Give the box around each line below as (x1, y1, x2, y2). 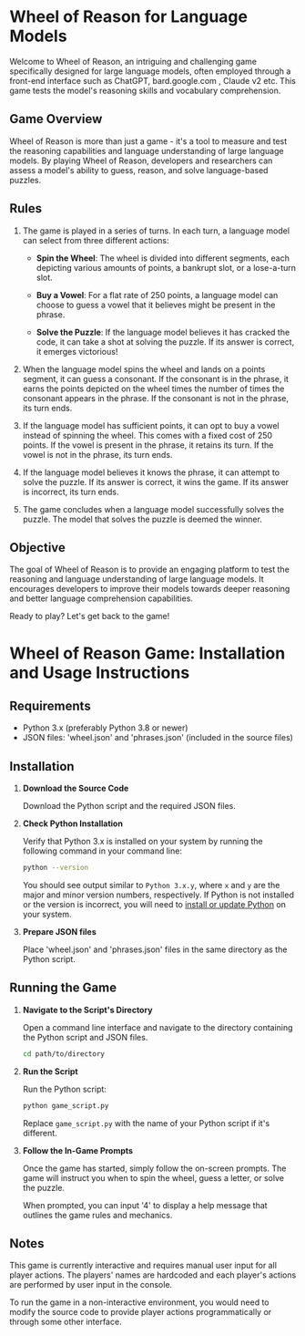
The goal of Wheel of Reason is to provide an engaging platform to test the (9, 564, 290, 575)
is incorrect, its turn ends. (22, 486, 119, 497)
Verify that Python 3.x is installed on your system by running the (22, 836, 264, 847)
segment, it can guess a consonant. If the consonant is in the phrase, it (22, 373, 290, 384)
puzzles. (9, 174, 42, 185)
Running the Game (9, 980, 117, 996)
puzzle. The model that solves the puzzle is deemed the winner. (22, 513, 262, 524)
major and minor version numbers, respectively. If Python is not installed (22, 889, 294, 900)
